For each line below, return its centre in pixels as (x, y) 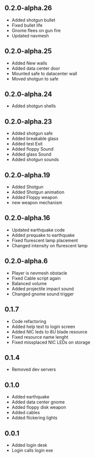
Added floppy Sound (33, 149)
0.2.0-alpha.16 (27, 218)
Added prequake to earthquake (43, 235)
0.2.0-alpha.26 (28, 8)
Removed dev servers (34, 369)
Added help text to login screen (43, 327)
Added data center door (36, 68)
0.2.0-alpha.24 (28, 94)
